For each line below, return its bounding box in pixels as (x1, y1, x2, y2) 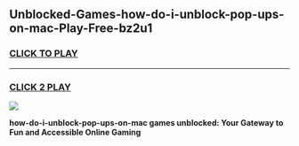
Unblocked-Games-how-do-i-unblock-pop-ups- (9, 7, 285, 22)
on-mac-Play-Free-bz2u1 (9, 21, 153, 36)
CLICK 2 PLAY (9, 81, 71, 93)
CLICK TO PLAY (9, 48, 78, 60)
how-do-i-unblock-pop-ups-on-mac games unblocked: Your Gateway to (9, 117, 284, 127)
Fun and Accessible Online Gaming (9, 127, 141, 137)
